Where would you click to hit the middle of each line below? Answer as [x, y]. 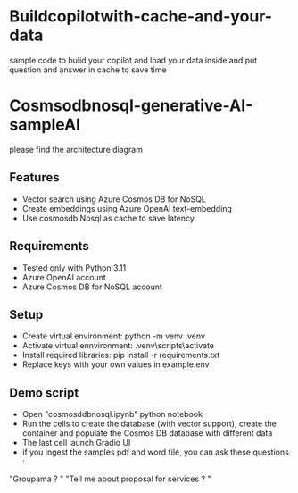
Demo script [44, 393]
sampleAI [45, 125]
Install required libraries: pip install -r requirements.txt [121, 355]
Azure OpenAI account [64, 277]
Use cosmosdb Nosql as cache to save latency [108, 218]
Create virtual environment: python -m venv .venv [113, 336]
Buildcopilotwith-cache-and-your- [141, 17]
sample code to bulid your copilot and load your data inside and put [133, 60]
